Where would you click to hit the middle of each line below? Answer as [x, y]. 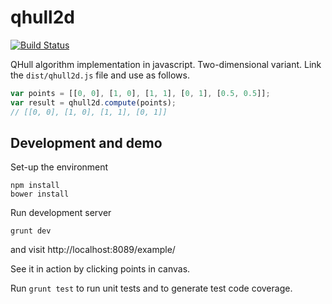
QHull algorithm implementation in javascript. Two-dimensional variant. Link [166, 64]
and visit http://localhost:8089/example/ [93, 250]
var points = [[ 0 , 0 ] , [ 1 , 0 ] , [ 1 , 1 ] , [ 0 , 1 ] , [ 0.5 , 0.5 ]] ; [140, 93]
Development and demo [86, 142]
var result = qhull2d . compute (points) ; [93, 102]
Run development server [61, 213]
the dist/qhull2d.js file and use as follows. [100, 75]
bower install [40, 194]
